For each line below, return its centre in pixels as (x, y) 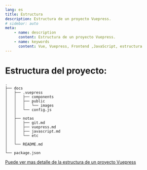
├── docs (14, 88)
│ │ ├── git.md (25, 123)
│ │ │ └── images (30, 105)
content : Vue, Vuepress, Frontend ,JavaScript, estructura (80, 46)
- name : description (35, 33)
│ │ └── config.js (28, 110)
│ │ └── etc (22, 136)
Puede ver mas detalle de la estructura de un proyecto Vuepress (71, 162)
